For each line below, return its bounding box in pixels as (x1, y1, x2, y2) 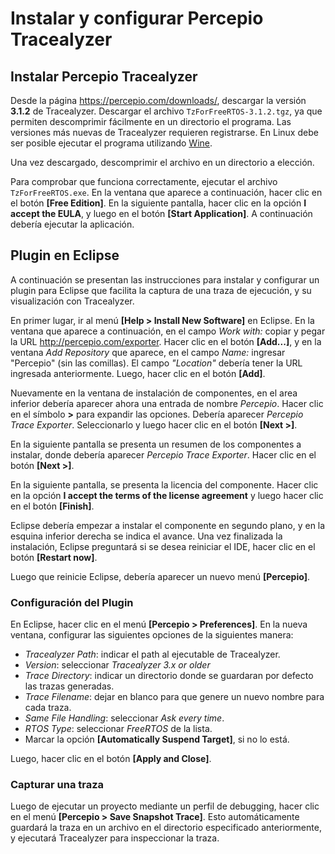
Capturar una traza (10, 778, 105, 792)
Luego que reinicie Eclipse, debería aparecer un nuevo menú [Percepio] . (10, 570, 310, 582)
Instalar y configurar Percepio (10, 7, 264, 30)
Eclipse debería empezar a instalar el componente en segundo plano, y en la (10, 519, 326, 531)
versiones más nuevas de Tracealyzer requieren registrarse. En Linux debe (10, 127, 319, 138)
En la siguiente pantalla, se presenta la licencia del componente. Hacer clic (10, 478, 319, 491)
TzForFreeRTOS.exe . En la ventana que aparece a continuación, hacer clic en (10, 187, 323, 198)
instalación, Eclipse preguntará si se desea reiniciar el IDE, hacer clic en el (10, 540, 316, 552)
